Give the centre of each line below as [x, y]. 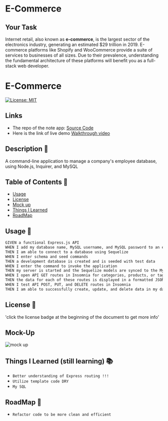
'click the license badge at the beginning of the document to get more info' [82, 317]
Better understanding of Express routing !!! [60, 376]
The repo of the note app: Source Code [53, 128]
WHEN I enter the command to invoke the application [61, 266]
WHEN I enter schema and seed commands [47, 257]
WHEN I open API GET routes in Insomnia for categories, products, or [80, 275]
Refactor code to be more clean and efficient [62, 415]
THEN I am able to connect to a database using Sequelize [67, 252]
